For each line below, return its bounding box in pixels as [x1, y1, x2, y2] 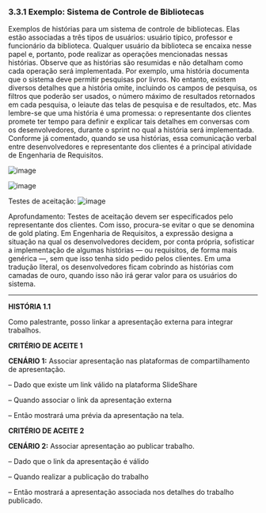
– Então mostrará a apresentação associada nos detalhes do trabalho [8, 488, 234, 497]
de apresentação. [8, 365, 66, 374]
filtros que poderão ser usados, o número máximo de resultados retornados [8, 92, 256, 101]
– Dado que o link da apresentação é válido [8, 457, 149, 466]
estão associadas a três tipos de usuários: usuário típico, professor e [8, 32, 234, 42]
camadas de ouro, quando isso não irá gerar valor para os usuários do [8, 271, 237, 280]
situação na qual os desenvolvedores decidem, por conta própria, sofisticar [8, 237, 255, 247]
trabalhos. [8, 325, 41, 335]
